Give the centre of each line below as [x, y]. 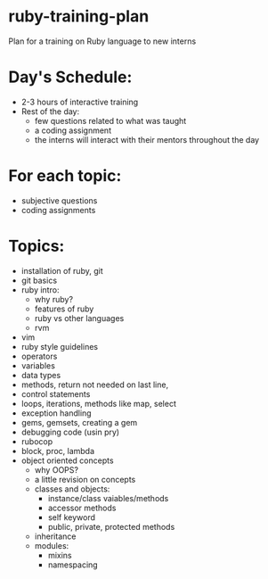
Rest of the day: [50, 111]
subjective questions [59, 200]
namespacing [73, 565]
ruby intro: [40, 289]
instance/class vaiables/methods [108, 498]
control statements [56, 393]
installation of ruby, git [62, 270]
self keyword [71, 517]
